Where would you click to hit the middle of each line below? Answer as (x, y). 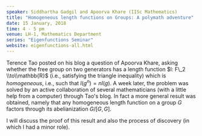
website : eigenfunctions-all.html (50, 46)
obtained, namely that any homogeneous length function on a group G (94, 102)
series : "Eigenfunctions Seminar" (50, 40)
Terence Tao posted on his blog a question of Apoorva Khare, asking (92, 63)
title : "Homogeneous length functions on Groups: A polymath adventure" (100, 18)
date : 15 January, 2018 (36, 23)
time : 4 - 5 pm (25, 29)
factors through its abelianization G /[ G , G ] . (59, 109)
